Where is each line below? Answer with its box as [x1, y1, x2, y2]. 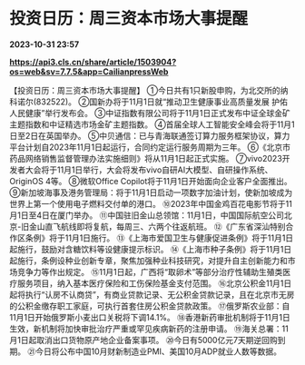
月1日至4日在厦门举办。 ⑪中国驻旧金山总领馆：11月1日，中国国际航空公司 [9, 210, 284, 221]
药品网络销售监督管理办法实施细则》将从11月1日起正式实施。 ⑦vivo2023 [9, 153, 283, 163]
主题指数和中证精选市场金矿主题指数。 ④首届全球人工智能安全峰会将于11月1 [9, 119, 295, 130]
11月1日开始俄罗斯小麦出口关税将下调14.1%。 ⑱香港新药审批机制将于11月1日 [9, 311, 290, 322]
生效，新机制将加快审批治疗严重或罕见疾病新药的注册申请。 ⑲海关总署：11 [9, 323, 289, 334]
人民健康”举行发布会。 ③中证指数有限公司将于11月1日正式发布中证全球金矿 [9, 107, 290, 118]
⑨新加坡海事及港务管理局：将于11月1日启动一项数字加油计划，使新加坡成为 [9, 187, 293, 198]
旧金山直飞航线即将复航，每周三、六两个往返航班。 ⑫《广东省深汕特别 [21, 221, 286, 232]
